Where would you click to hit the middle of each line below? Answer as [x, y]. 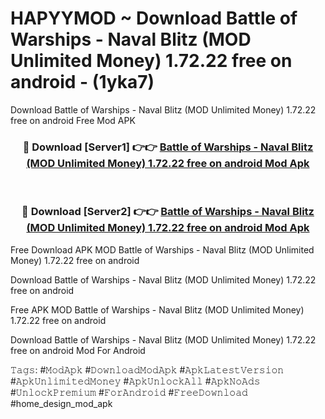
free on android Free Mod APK [73, 120]
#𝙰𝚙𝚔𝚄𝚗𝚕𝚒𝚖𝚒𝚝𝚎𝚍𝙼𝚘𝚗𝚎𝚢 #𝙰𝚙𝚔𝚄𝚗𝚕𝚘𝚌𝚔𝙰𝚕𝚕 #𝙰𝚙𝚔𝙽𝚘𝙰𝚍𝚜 [135, 381]
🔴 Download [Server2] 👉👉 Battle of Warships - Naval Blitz [168, 212]
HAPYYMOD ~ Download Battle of [154, 18]
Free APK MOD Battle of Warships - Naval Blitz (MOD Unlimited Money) [157, 309]
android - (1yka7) [82, 82]
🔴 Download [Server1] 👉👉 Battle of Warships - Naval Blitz [168, 147]
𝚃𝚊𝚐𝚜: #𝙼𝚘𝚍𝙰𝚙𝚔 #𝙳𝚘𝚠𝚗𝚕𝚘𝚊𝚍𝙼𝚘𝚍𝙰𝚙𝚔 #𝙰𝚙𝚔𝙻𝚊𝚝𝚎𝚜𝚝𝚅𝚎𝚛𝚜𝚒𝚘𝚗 [147, 369]
